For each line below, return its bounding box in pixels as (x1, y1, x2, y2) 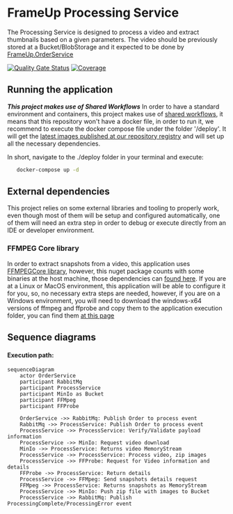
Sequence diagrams (7, 332, 96, 343)
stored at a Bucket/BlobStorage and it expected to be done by (7, 42, 184, 51)
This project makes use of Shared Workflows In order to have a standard (7, 102, 220, 111)
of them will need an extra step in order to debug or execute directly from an (7, 219, 226, 227)
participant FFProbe (19, 403, 79, 410)
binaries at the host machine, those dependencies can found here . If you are (7, 274, 227, 283)
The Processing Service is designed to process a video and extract (7, 28, 200, 36)
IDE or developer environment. (7, 226, 95, 235)
